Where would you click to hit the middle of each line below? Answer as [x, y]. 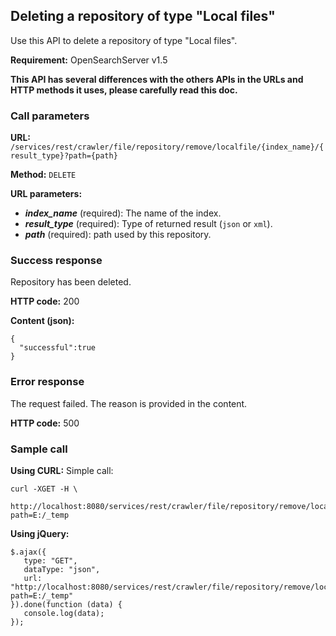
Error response [47, 382]
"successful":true [58, 348]
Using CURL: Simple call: [62, 470]
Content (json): [42, 321]
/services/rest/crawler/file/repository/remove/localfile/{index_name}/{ [167, 147]
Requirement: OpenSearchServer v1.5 [89, 60]
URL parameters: [46, 194]
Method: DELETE [43, 175]
